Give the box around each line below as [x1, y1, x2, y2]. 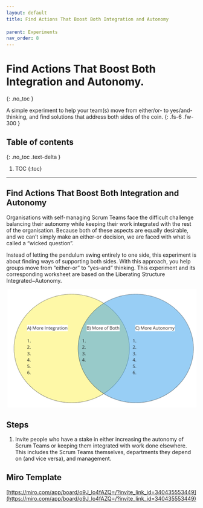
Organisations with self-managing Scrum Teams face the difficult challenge [6, 214, 194, 221]
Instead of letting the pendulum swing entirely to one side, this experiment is [6, 251, 197, 259]
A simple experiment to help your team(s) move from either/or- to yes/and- [6, 107, 193, 114]
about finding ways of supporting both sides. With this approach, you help [6, 257, 191, 265]
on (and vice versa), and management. [14, 455, 112, 463]
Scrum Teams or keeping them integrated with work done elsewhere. [14, 442, 187, 449]
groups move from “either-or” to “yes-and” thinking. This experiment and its [6, 264, 196, 271]
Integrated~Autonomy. [6, 277, 62, 284]
